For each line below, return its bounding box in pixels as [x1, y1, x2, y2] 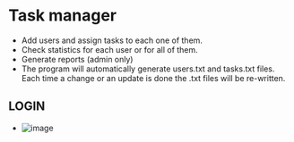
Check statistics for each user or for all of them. [21, 44, 198, 54]
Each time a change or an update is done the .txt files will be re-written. [21, 72, 286, 83]
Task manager [8, 5, 117, 26]
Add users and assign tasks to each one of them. [21, 35, 203, 46]
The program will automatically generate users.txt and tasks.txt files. [21, 63, 275, 74]
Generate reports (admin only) [21, 54, 134, 64]
